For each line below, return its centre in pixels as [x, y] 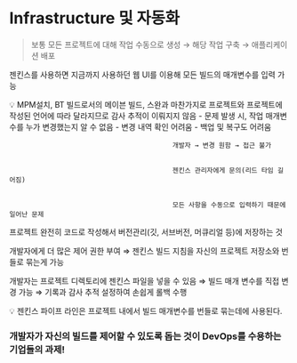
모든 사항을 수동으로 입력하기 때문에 [229, 205]
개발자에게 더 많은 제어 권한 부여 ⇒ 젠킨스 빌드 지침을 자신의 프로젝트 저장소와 [144, 251]
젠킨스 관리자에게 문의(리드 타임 [223, 170]
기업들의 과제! [37, 350]
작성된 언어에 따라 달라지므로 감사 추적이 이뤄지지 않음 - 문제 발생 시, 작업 [136, 116]
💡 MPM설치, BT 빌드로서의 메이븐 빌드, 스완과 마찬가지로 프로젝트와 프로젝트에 [146, 104]
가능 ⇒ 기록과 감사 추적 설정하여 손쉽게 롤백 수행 [103, 292]
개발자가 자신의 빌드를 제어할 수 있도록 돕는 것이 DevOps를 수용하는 [145, 336]
